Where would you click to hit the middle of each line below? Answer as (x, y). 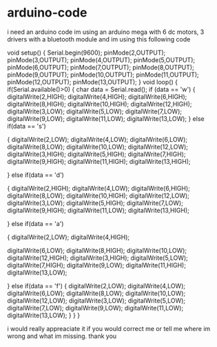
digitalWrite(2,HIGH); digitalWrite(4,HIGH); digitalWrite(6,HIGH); (97, 96)
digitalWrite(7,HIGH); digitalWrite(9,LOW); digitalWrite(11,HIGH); (96, 265)
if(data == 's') (27, 126)
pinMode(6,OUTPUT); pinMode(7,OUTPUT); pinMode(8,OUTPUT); (101, 67)
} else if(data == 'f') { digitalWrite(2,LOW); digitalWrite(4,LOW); (96, 285)
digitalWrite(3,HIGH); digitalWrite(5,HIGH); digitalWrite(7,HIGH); (96, 154)
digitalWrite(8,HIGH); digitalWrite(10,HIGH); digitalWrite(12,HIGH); (100, 104)
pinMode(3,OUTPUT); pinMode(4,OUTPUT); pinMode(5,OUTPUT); (101, 59)
